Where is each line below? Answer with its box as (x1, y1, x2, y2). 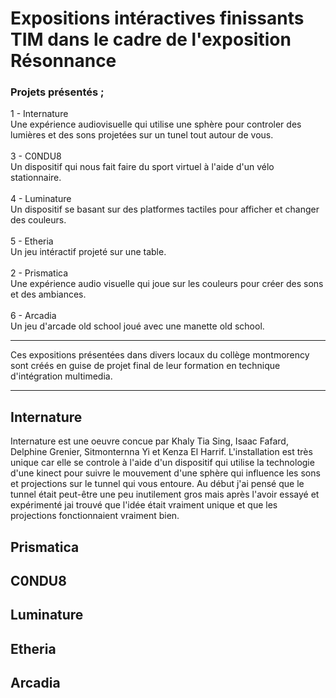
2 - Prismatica (10, 267, 69, 279)
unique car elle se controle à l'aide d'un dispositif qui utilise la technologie (10, 457, 315, 469)
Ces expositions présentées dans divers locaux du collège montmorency (10, 349, 310, 361)
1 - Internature (10, 108, 69, 120)
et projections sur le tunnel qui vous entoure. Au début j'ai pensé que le (10, 478, 305, 490)
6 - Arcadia (10, 310, 57, 322)
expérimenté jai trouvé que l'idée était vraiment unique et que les (10, 499, 278, 511)
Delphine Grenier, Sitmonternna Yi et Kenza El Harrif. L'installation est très (10, 446, 313, 458)
